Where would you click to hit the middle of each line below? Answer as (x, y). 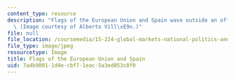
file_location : (29, 40)
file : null (23, 33)
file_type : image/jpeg (40, 46)
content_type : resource (42, 14)
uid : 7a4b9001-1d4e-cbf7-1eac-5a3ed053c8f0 (72, 65)
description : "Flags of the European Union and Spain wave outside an (112, 20)
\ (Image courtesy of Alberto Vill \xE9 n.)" (78, 26)
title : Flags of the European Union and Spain (76, 59)
